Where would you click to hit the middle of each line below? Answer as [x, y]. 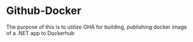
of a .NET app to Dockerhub [40, 33]
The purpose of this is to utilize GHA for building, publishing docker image [96, 27]
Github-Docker [44, 11]
